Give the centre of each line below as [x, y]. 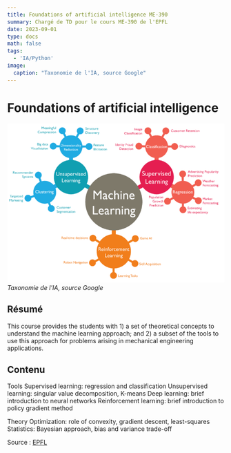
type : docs [23, 37]
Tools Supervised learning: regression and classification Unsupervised [108, 386]
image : [17, 66]
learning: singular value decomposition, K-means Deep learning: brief [106, 394]
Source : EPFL [27, 443]
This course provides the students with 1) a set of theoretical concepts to [111, 326]
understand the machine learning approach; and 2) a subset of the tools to [113, 333]
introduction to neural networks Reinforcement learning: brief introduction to [115, 401]
